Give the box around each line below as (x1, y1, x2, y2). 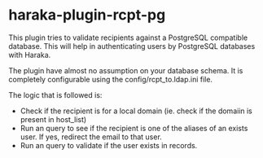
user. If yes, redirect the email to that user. (20, 132, 163, 142)
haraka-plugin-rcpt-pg (8, 6, 166, 24)
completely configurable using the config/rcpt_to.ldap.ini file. (8, 74, 213, 84)
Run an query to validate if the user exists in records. (20, 140, 198, 150)
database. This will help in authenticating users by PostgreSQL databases (8, 41, 256, 50)
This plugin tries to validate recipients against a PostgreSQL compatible (8, 33, 248, 42)
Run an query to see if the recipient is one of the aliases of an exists (20, 123, 248, 133)
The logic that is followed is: (8, 90, 103, 99)
